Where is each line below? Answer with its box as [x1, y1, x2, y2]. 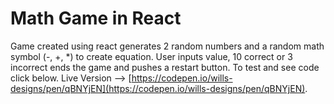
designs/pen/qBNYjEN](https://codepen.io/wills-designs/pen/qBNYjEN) [10, 82, 306, 94]
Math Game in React [10, 7, 182, 30]
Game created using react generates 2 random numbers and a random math [10, 40, 325, 52]
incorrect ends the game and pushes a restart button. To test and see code [10, 61, 320, 73]
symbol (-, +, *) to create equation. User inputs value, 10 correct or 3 [10, 50, 293, 62]
